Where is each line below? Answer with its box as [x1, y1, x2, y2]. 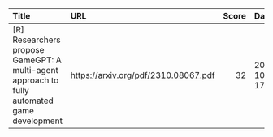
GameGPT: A [12, 54, 63, 66]
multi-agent [12, 65, 58, 75]
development [12, 115, 63, 126]
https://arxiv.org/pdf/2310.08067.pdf [70, 70, 215, 80]
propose [12, 45, 45, 55]
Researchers [12, 34, 61, 45]
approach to [12, 75, 59, 86]
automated [12, 95, 54, 106]
